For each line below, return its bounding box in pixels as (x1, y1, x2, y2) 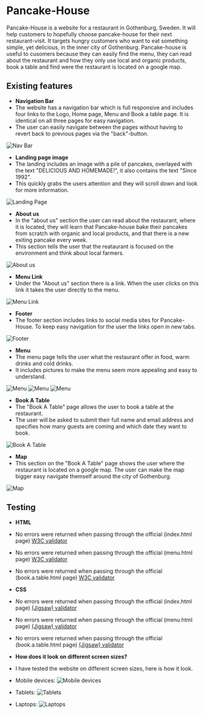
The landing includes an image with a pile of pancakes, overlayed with (15, 160, 193, 168)
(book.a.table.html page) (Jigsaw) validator (15, 641, 124, 648)
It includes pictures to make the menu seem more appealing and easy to (15, 366, 198, 373)
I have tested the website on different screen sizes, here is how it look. (15, 664, 193, 672)
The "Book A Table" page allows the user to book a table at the (15, 403, 174, 410)
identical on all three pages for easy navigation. (15, 117, 135, 124)
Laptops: (15, 700, 38, 708)
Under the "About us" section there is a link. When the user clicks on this (15, 279, 199, 287)
